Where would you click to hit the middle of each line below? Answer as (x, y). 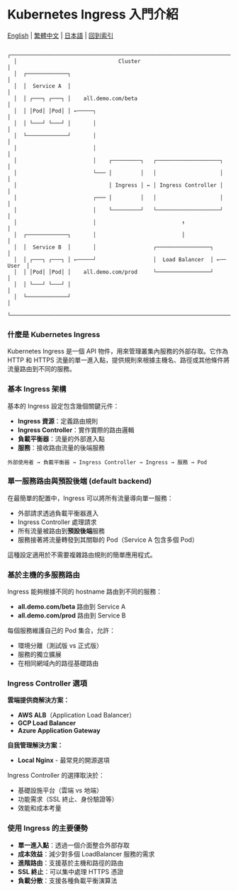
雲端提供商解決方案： (38, 700)
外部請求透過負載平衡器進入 (58, 513)
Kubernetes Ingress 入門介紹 (93, 15)
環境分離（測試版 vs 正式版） (60, 646)
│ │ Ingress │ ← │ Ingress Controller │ (118, 185)
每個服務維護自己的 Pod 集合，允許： (61, 630)
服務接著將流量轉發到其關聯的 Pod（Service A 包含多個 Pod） (108, 540)
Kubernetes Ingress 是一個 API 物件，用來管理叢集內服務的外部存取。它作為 (118, 351)
